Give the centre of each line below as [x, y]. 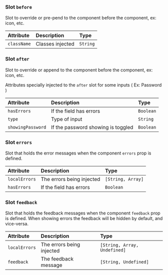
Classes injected [55, 44]
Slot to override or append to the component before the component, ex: [79, 70]
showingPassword [27, 127]
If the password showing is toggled [92, 127]
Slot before [19, 7]
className [19, 44]
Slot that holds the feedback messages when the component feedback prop [83, 213]
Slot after [17, 59]
